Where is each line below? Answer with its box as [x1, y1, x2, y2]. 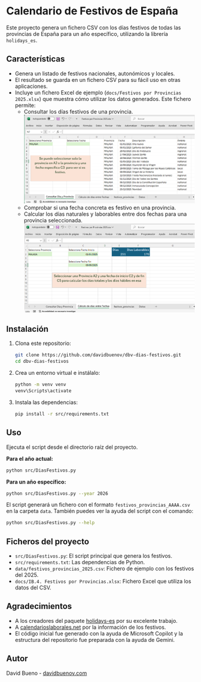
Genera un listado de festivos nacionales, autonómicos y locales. [14, 70, 175, 77]
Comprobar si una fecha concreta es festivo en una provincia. [23, 204, 176, 212]
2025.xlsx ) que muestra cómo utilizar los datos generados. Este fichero [14, 95, 191, 102]
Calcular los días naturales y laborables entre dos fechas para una [23, 210, 187, 218]
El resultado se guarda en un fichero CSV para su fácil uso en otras [14, 76, 181, 83]
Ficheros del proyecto [6, 536, 90, 546]
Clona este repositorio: [14, 340, 71, 347]
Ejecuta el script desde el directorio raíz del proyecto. [6, 444, 138, 451]
